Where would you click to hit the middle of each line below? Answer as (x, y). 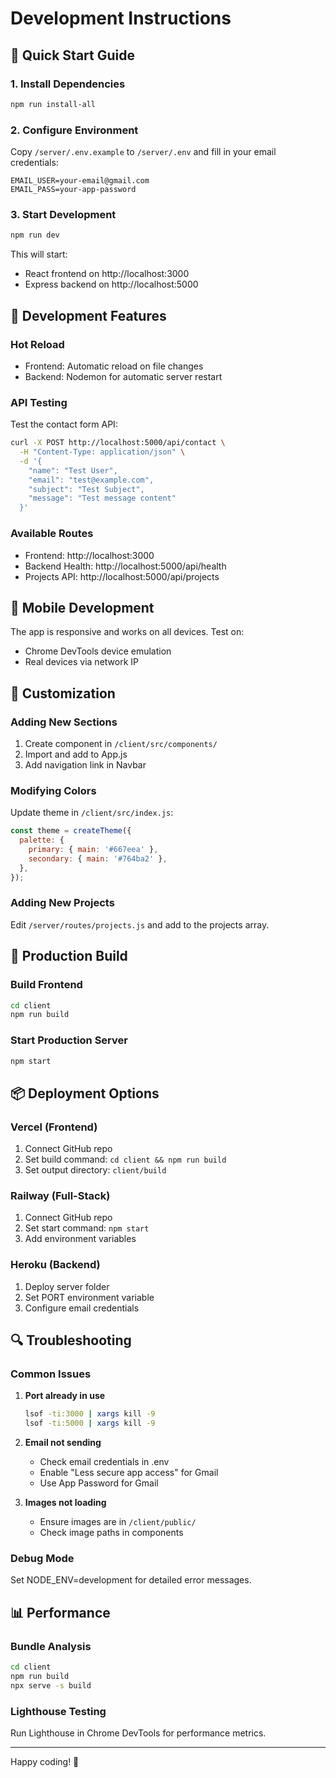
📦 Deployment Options (85, 1093)
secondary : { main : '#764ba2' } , (98, 858)
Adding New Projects (62, 903)
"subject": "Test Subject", (86, 489)
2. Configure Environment (74, 130)
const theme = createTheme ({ (71, 831)
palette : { (42, 840)
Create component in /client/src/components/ (121, 743)
